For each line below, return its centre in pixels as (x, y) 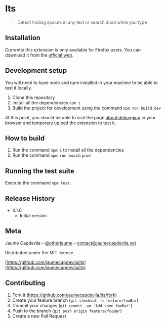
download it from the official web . (39, 55)
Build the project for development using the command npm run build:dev (86, 108)
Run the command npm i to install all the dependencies (68, 150)
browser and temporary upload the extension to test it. (61, 123)
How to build (25, 138)
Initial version (33, 215)
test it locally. (19, 88)
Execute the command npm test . (38, 183)
